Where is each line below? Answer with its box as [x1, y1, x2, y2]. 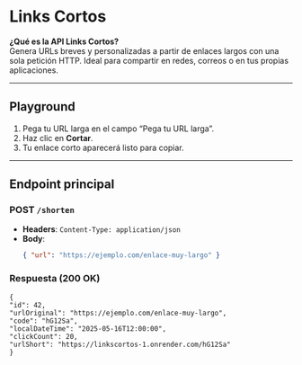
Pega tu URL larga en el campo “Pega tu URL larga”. [22, 123, 214, 134]
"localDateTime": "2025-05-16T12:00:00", [9, 324, 167, 334]
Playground [9, 99, 75, 114]
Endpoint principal [9, 177, 115, 192]
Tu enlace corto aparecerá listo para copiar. [22, 142, 184, 153]
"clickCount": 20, [9, 332, 78, 341]
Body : [22, 234, 46, 245]
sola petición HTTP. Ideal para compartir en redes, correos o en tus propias [9, 55, 289, 66]
